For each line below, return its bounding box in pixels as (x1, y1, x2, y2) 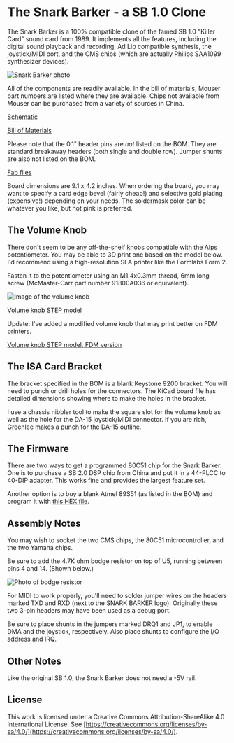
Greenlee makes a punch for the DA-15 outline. (7, 423, 142, 431)
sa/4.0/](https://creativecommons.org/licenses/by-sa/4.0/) (7, 727, 176, 735)
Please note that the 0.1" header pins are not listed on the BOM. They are (7, 139, 217, 148)
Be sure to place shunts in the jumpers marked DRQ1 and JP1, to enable (7, 620, 213, 628)
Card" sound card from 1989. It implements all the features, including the (7, 34, 217, 43)
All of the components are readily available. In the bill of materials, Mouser (7, 84, 221, 92)
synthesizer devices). (7, 57, 69, 65)
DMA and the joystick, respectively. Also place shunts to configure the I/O (7, 628, 220, 636)
